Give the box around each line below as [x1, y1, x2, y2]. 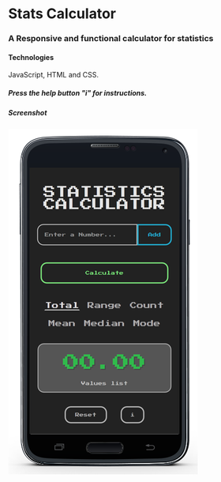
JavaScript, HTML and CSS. [8, 70, 99, 80]
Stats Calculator [8, 5, 117, 23]
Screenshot [8, 108, 47, 118]
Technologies [8, 52, 54, 62]
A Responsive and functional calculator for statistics [8, 33, 214, 44]
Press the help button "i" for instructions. [8, 88, 148, 97]
